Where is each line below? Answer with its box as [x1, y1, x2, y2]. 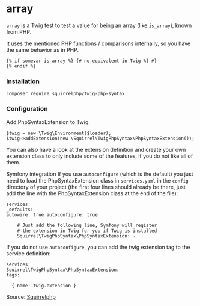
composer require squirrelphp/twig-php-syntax [6, 91, 125, 97]
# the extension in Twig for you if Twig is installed [17, 228, 157, 234]
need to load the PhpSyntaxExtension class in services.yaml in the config [6, 176, 189, 184]
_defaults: [6, 207, 34, 213]
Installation [6, 77, 40, 86]
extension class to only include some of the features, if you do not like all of [6, 152, 193, 160]
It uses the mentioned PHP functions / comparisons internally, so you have [6, 40, 191, 47]
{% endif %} [6, 63, 36, 69]
